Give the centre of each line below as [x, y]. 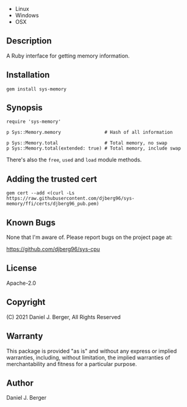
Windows [27, 15]
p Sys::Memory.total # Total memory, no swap [87, 143]
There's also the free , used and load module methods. [74, 160]
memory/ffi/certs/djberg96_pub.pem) [53, 204]
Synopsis [24, 108]
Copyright [26, 302]
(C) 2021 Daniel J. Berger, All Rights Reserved [63, 317]
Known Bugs [31, 222]
